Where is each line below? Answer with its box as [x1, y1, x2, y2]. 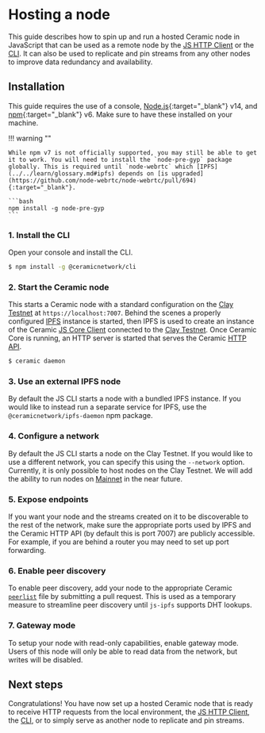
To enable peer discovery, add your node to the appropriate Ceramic [8, 583, 232, 593]
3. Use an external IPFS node [8, 376, 121, 387]
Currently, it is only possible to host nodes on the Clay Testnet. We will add [8, 466, 253, 475]
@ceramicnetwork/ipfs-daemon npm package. [8, 411, 153, 420]
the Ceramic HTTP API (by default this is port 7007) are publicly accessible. [8, 528, 255, 538]
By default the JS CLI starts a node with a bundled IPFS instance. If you [8, 394, 242, 404]
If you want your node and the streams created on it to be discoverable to [8, 512, 248, 521]
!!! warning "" [8, 133, 52, 143]
